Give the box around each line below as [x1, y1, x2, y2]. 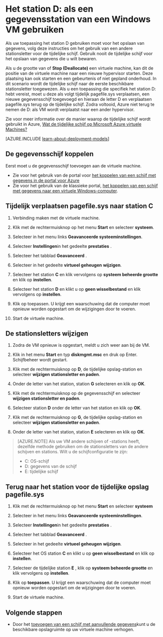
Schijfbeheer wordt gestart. [12, 357, 68, 363]
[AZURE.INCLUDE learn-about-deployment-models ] [5, 135, 110, 142]
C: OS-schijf [24, 458, 49, 464]
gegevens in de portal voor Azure [12, 177, 80, 183]
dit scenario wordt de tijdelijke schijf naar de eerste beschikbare [5, 80, 134, 86]
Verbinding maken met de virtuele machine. [12, 215, 100, 221]
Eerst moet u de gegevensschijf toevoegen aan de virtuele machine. [5, 163, 142, 169]
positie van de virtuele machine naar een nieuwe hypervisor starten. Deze [5, 70, 153, 76]
